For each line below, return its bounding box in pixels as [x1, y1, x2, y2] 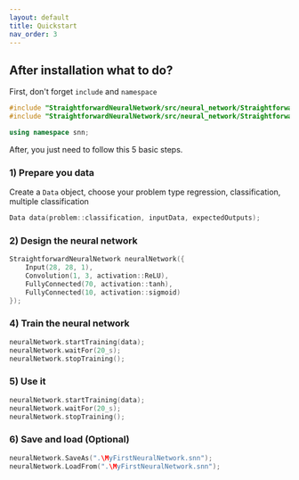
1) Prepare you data [9, 166, 95, 178]
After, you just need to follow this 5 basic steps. [9, 144, 183, 154]
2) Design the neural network [9, 234, 138, 246]
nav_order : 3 [9, 29, 58, 38]
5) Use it [9, 376, 46, 388]
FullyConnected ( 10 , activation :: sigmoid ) [25, 287, 181, 297]
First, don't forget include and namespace [9, 87, 158, 97]
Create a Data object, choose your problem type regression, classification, [9, 186, 281, 197]
